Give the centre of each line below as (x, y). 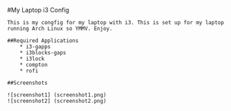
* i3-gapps (35, 47)
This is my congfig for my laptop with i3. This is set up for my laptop (116, 23)
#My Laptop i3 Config (38, 10)
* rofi (29, 71)
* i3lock (32, 59)
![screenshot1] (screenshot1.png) (57, 95)
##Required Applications (43, 41)
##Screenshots (28, 83)
